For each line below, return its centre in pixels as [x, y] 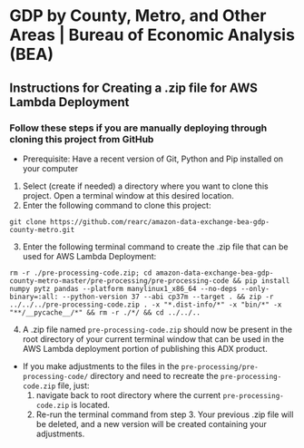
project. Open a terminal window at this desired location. [128, 195]
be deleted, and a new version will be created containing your [152, 424]
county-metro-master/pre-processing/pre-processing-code [119, 281]
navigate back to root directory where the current [128, 394]
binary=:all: [34, 297]
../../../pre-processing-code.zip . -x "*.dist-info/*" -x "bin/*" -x [146, 305]
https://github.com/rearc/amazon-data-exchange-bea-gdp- [160, 222]
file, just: [74, 385]
